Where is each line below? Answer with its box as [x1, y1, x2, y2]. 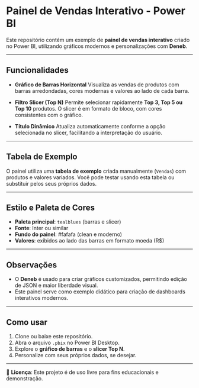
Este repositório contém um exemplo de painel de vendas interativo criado [6, 36, 190, 43]
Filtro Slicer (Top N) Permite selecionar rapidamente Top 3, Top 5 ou [14, 99, 182, 106]
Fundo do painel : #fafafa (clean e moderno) [14, 231, 123, 238]
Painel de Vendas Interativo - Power [6, 4, 185, 18]
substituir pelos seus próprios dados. [6, 180, 97, 187]
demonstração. [6, 375, 43, 382]
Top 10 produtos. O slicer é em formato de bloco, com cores [14, 105, 162, 112]
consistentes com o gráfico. [14, 111, 84, 118]
